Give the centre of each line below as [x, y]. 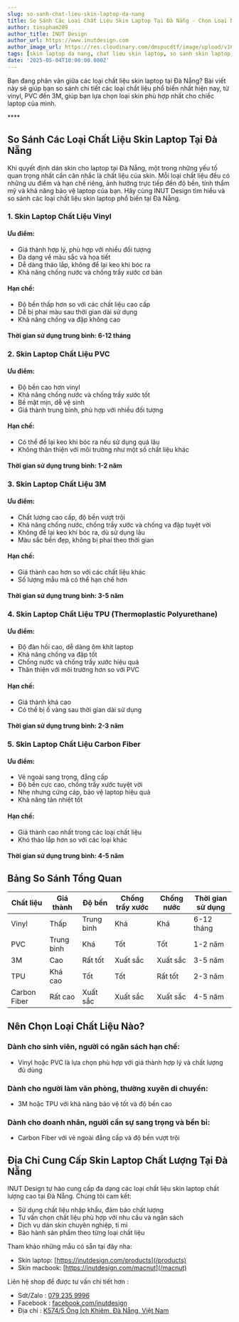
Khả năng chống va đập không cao [69, 319]
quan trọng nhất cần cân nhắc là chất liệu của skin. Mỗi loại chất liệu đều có [118, 175]
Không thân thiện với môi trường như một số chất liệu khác [103, 449]
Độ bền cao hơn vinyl [49, 387]
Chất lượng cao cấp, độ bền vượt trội [71, 517]
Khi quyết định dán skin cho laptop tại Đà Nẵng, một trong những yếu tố [113, 167]
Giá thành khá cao [44, 702]
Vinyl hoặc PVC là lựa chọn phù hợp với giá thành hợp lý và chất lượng [120, 1062]
